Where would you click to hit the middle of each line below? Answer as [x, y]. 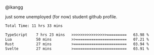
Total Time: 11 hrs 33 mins [34, 26]
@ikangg [14, 7]
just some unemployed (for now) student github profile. [61, 17]
